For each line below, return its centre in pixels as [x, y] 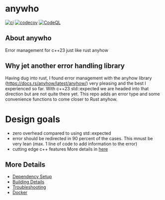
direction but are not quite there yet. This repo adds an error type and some [82, 94]
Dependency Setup [32, 177]
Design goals [33, 119]
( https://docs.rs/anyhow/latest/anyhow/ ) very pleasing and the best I [76, 83]
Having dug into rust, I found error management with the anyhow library [79, 78]
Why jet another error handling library [65, 66]
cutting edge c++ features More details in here [60, 149]
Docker [20, 193]
